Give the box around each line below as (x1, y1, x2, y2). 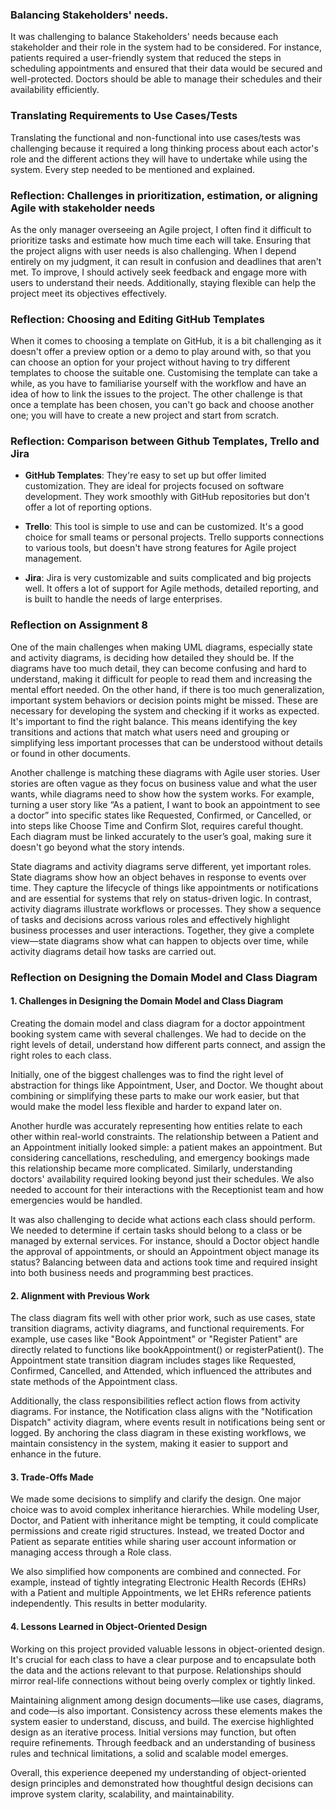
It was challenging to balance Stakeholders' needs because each (10, 31, 279, 43)
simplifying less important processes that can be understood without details (10, 736, 323, 748)
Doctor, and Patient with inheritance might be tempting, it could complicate (10, 1514, 319, 1527)
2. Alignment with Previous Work (10, 1289, 150, 1302)
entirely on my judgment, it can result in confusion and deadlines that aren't (10, 255, 322, 267)
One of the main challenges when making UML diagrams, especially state (10, 641, 313, 653)
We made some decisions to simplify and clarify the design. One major (10, 1493, 302, 1505)
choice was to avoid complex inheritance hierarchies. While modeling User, (10, 1504, 320, 1516)
